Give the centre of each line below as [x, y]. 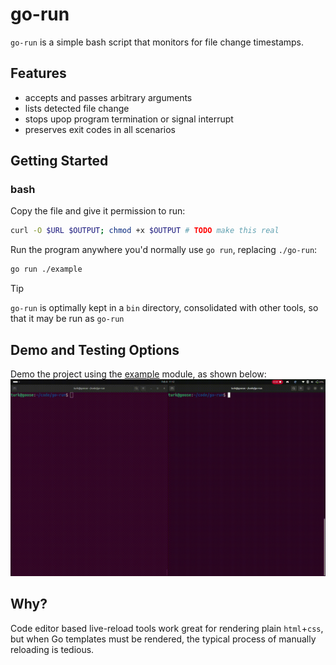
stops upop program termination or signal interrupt [129, 119]
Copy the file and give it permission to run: [98, 211]
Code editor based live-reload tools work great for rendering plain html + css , [167, 628]
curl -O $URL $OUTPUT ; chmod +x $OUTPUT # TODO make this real [145, 231]
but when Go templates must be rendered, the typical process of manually [163, 639]
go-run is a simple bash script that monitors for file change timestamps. [157, 42]
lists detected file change [77, 108]
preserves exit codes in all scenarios [100, 129]
